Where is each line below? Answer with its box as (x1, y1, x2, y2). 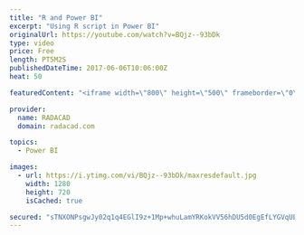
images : (9, 163, 39, 172)
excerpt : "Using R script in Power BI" (9, 22, 160, 31)
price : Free (9, 47, 54, 56)
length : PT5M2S (9, 55, 67, 64)
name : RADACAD (17, 113, 71, 122)
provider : (9, 105, 47, 114)
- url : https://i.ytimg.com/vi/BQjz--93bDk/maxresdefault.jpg (17, 171, 257, 180)
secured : (9, 212, 43, 221)
